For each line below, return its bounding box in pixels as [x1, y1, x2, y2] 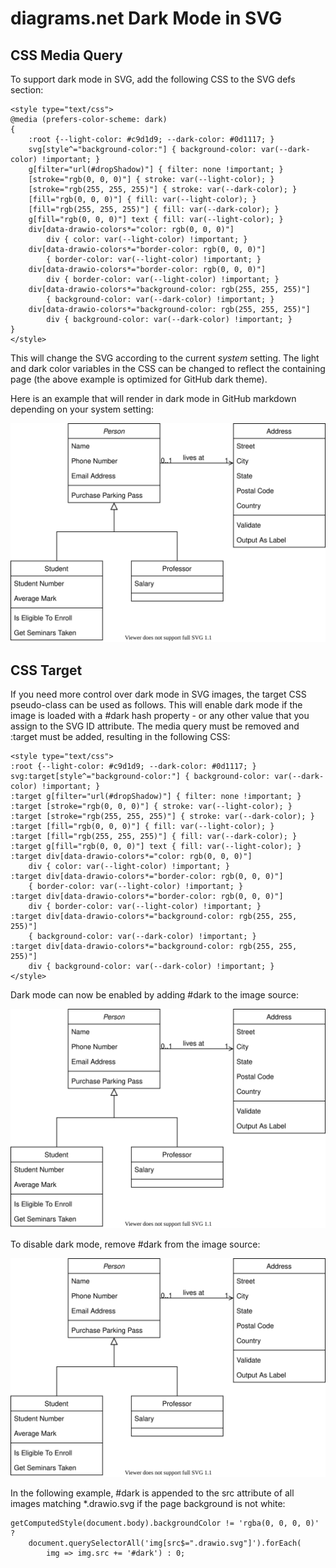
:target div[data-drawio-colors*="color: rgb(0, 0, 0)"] [10, 852, 253, 862]
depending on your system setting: [10, 403, 155, 415]
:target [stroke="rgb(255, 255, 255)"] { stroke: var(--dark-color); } [10, 812, 315, 822]
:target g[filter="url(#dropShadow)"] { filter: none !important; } [10, 792, 302, 802]
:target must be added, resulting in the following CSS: [10, 731, 231, 743]
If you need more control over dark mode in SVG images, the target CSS [10, 688, 307, 701]
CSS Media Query [10, 47, 123, 64]
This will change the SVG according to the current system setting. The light [10, 352, 320, 364]
